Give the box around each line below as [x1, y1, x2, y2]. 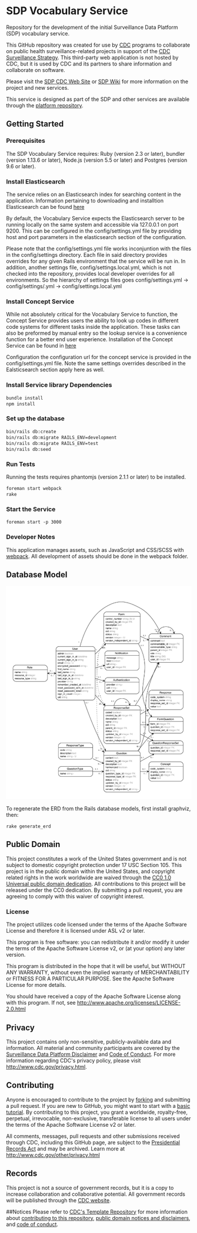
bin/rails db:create [6, 429, 57, 434]
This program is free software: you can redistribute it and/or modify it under [6, 938, 189, 946]
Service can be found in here [6, 342, 76, 349]
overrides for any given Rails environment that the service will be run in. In [6, 257, 186, 264]
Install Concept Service [6, 297, 75, 305]
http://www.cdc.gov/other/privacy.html [6, 1151, 100, 1158]
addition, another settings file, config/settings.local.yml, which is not [6, 264, 172, 271]
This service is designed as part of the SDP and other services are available [6, 96, 190, 103]
